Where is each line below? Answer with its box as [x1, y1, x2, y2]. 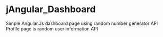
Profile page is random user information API [6, 25, 98, 31]
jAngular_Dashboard [6, 4, 96, 15]
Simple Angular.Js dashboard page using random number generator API [6, 20, 158, 26]
